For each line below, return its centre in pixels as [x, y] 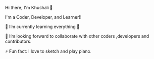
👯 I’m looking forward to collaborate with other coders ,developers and [77, 36]
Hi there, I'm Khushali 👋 [29, 8]
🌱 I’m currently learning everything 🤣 [43, 27]
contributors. [18, 41]
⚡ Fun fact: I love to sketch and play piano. [48, 51]
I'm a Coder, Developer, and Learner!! [43, 17]
